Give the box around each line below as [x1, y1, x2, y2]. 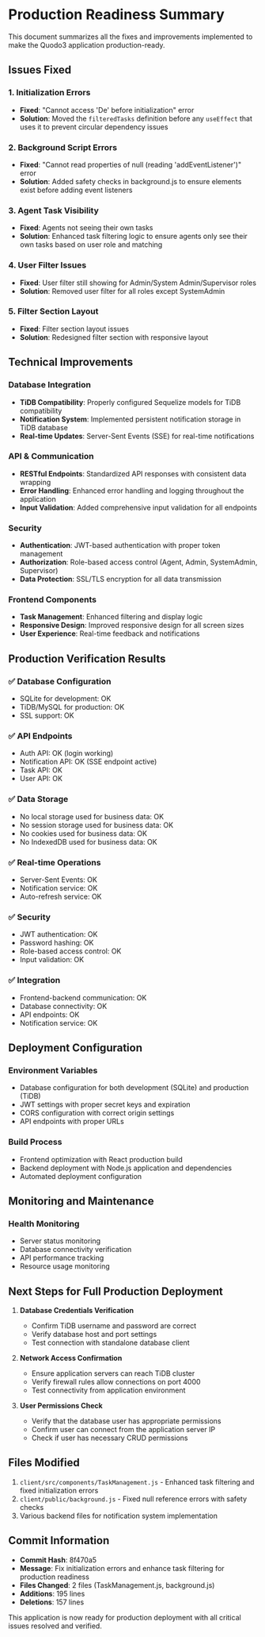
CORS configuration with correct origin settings [19, 1108, 175, 1118]
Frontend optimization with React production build [19, 1154, 184, 1164]
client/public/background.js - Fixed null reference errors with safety [19, 1494, 248, 1504]
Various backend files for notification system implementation [19, 1511, 218, 1520]
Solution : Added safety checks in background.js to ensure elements [19, 176, 242, 186]
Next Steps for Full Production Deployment [8, 1285, 223, 1298]
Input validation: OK [19, 955, 85, 965]
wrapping [19, 477, 51, 487]
